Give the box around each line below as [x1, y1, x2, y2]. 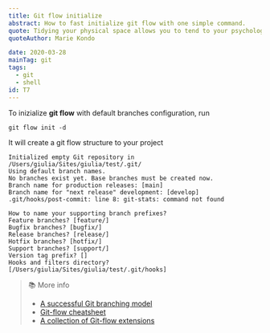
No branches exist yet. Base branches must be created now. [8, 174, 215, 182]
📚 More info [27, 280, 70, 290]
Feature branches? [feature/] [8, 216, 110, 225]
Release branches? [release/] [8, 230, 110, 238]
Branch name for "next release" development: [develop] [8, 188, 199, 197]
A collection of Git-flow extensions [39, 315, 155, 325]
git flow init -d [8, 124, 67, 132]
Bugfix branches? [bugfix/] [8, 223, 103, 231]
